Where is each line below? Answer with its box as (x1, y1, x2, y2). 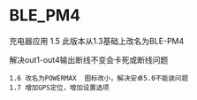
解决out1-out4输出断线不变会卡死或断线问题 (9, 54, 169, 65)
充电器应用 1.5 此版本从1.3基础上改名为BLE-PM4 (9, 35, 185, 46)
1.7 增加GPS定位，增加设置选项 (9, 83, 110, 92)
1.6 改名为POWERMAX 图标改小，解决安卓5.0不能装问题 (9, 73, 188, 82)
